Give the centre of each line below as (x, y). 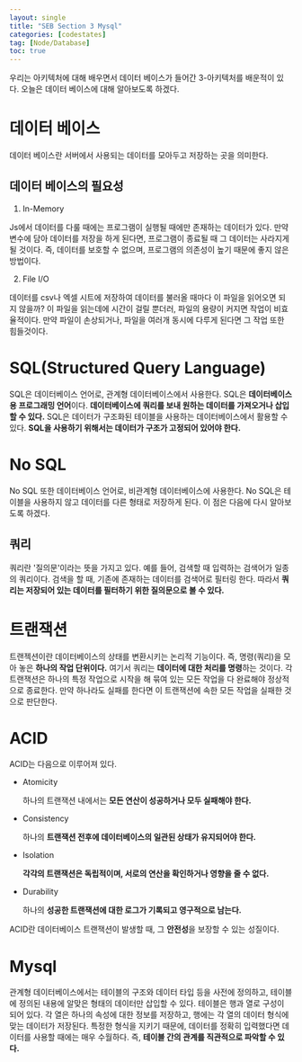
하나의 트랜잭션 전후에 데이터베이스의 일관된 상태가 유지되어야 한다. (139, 837)
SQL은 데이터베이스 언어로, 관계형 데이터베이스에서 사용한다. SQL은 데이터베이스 (151, 394)
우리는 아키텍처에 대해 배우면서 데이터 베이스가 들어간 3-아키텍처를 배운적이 (142, 78)
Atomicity (40, 782)
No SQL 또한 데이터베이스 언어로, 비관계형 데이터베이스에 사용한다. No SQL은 (146, 490)
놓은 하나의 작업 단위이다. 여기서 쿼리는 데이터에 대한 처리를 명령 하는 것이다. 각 (155, 667)
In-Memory (43, 209)
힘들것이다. (29, 331)
